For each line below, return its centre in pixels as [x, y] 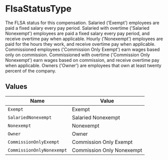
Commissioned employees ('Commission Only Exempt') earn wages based [82, 49]
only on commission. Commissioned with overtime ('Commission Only [77, 55]
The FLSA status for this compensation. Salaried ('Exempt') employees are [82, 23]
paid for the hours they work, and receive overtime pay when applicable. [80, 44]
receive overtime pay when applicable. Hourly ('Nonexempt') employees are [84, 39]
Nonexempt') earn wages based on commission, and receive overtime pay [82, 60]
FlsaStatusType [38, 9]
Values [16, 87]
